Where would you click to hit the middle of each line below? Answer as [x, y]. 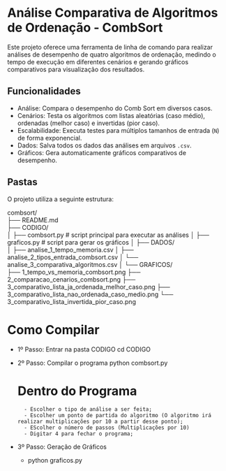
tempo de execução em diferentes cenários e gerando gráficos [98, 61]
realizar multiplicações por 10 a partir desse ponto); [100, 422]
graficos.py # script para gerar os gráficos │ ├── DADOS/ [91, 242]
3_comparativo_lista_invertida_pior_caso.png [71, 301]
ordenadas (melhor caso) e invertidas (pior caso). [89, 123]
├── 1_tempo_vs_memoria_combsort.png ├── [74, 272]
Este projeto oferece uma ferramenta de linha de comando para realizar [110, 47]
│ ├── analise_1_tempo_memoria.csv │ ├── [70, 249]
